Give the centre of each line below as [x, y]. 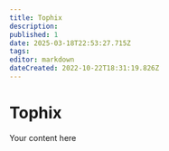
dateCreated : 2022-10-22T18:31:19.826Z [84, 69]
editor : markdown [42, 60]
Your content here [43, 137]
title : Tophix [36, 18]
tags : [19, 52]
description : [34, 26]
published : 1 [34, 34]
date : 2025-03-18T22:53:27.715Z [70, 43]
